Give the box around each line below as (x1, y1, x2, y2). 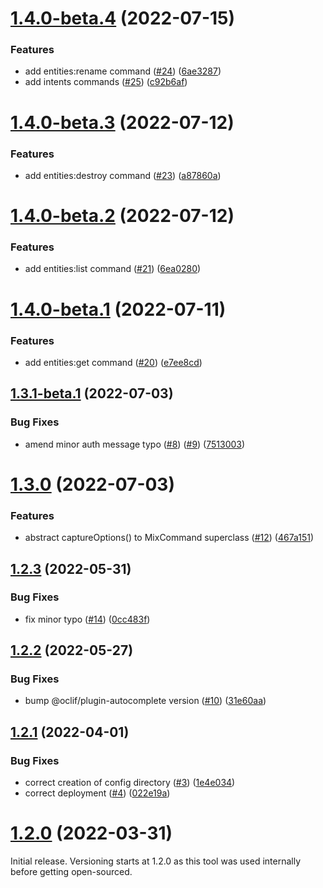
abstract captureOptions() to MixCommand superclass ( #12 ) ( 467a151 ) (24, 532, 315, 544)
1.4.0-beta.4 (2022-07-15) (10, 7, 236, 30)
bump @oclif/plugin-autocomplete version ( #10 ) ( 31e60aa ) (24, 695, 267, 707)
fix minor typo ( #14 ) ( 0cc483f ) (24, 613, 151, 625)
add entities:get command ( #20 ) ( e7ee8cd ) (24, 356, 203, 368)
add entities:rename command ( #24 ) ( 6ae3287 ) (24, 65, 222, 77)
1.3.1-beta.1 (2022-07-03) (10, 385, 174, 402)
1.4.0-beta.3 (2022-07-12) (10, 111, 235, 134)
